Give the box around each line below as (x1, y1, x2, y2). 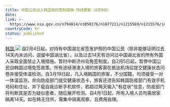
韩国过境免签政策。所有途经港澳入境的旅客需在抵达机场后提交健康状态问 (14, 64, 165, 70)
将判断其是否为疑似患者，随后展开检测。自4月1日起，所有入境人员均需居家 (5, 90, 161, 96)
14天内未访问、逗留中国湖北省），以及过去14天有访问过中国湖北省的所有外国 (5, 52, 163, 58)
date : (5, 12, 17, 17)
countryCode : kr (5, 26, 39, 31)
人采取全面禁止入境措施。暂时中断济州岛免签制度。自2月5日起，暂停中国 (5, 58, 157, 64)
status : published (5, 31, 44, 36)
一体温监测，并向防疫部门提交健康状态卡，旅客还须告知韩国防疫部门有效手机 (5, 77, 165, 83)
